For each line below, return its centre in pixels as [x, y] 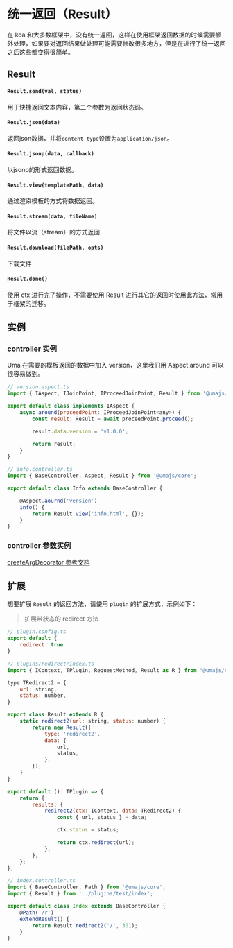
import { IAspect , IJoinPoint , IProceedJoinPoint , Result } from [103, 394]
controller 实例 [32, 349]
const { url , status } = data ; [102, 818]
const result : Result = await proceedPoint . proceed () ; [113, 419]
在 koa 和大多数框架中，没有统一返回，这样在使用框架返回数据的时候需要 [111, 35]
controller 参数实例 [39, 546]
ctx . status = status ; [88, 830]
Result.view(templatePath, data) [55, 185]
